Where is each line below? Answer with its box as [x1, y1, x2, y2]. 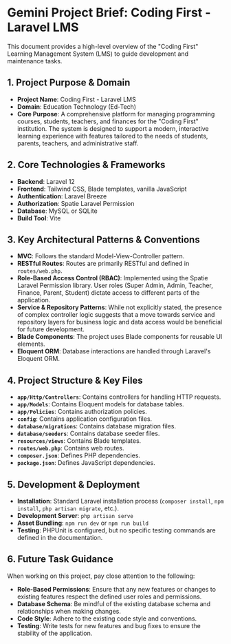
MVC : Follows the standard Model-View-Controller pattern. [16, 252, 185, 260]
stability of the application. [16, 629, 93, 637]
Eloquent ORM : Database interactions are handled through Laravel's [16, 347, 211, 355]
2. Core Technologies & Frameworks [7, 159, 166, 171]
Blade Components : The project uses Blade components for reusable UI [16, 333, 223, 341]
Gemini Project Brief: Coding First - [7, 5, 211, 21]
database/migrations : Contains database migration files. [16, 422, 177, 430]
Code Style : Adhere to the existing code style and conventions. [16, 614, 197, 623]
